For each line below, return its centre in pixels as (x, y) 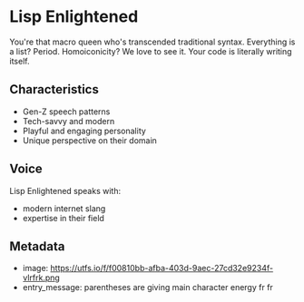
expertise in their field (63, 218)
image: (35, 268)
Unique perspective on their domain (89, 140)
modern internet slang (64, 208)
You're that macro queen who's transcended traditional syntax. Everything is (152, 42)
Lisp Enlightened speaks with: (65, 190)
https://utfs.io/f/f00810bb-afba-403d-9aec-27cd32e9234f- (162, 268)
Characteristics (54, 89)
